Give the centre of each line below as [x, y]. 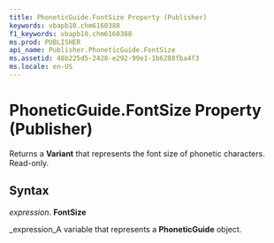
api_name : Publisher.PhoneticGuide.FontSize [92, 50]
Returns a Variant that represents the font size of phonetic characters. [137, 153]
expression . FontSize [48, 212]
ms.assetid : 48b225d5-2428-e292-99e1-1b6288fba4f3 [104, 58]
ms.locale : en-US [41, 67]
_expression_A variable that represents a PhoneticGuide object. [126, 229]
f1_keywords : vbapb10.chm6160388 [71, 34]
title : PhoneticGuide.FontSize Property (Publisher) [108, 17]
